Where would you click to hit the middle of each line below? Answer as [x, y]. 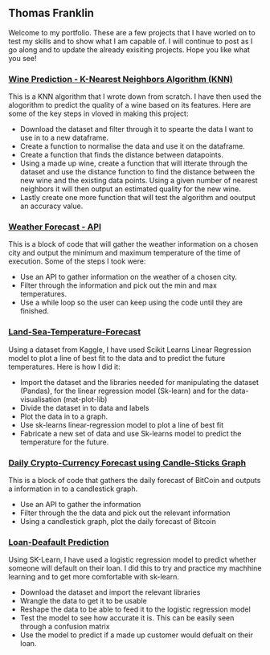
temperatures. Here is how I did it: [64, 366]
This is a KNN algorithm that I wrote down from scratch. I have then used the [135, 96]
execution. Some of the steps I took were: [77, 261]
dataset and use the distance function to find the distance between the [137, 172]
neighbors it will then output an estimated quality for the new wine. [130, 189]
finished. [35, 311]
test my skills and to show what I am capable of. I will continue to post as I [131, 41]
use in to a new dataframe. [64, 138]
